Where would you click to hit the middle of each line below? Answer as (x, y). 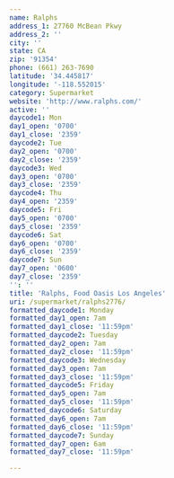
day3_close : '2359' (46, 185)
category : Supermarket (52, 93)
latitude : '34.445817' (52, 76)
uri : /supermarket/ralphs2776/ (68, 302)
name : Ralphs (34, 18)
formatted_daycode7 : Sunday (62, 435)
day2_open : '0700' (43, 151)
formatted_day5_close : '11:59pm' (72, 402)
